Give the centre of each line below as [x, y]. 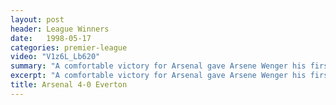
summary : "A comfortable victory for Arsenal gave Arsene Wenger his [158, 66]
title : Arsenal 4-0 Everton [69, 85]
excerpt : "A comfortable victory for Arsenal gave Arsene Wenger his [158, 76]
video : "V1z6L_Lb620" [55, 57]
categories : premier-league [69, 47]
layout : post [37, 19]
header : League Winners [60, 29]
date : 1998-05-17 [51, 38]
